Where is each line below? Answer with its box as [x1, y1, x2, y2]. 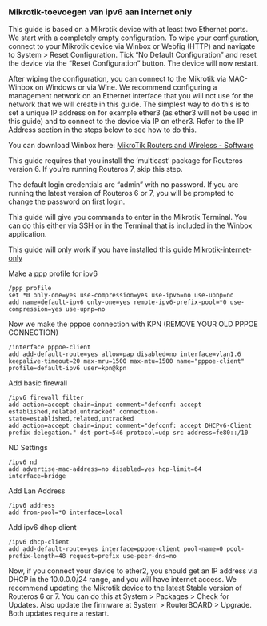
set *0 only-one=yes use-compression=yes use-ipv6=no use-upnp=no [8, 291, 234, 300]
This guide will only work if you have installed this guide [8, 245, 193, 254]
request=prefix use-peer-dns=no [69, 552, 177, 560]
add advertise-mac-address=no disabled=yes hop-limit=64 [8, 465, 202, 473]
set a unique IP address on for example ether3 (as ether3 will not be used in [8, 108, 258, 118]
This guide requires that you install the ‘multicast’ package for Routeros [8, 156, 243, 165]
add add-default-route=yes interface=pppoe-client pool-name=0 [8, 545, 224, 553]
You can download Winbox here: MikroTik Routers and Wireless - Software [8, 141, 254, 150]
